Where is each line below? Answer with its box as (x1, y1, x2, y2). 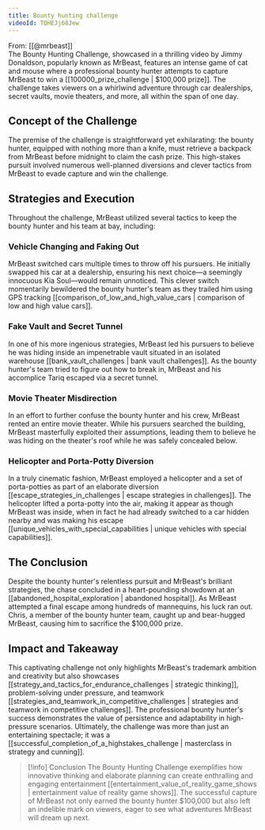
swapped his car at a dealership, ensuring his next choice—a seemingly (8, 267, 243, 277)
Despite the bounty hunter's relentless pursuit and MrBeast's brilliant (8, 576, 233, 587)
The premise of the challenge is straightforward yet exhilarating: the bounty (8, 136, 255, 145)
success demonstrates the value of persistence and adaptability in (8, 713, 225, 722)
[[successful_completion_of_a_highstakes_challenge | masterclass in (8, 738, 232, 748)
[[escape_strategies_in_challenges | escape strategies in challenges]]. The (8, 491, 252, 500)
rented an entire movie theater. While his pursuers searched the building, (8, 419, 246, 429)
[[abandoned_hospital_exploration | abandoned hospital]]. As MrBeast (8, 594, 237, 603)
